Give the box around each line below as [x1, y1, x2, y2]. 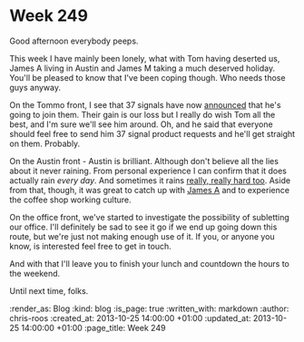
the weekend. [9, 268, 61, 278]
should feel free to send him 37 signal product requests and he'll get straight [9, 128, 296, 139]
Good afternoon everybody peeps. [9, 35, 139, 46]
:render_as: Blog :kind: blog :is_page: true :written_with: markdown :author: [9, 303, 289, 314]
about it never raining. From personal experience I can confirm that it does [9, 165, 288, 176]
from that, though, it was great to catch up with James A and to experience [9, 184, 290, 195]
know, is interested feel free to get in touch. [9, 240, 172, 251]
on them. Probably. [9, 138, 81, 149]
